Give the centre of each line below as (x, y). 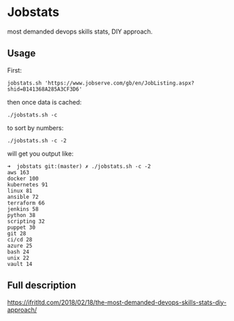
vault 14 (20, 264)
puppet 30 (22, 227)
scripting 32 (26, 221)
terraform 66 (26, 203)
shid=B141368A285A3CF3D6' (45, 89)
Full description (42, 286)
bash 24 (18, 252)
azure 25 (20, 246)
